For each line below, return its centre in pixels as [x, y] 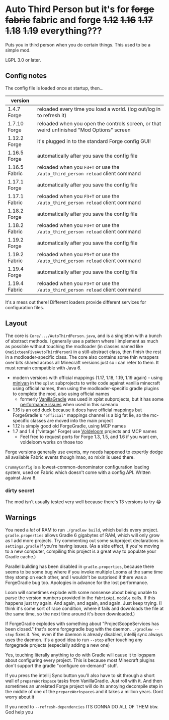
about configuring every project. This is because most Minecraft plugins [80, 660]
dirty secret [20, 491]
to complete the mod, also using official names [61, 394]
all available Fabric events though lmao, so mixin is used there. [70, 457]
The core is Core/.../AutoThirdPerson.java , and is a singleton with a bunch [83, 335]
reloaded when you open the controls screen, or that [99, 123]
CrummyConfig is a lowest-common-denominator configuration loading [77, 467]
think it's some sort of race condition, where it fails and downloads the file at [84, 608]
